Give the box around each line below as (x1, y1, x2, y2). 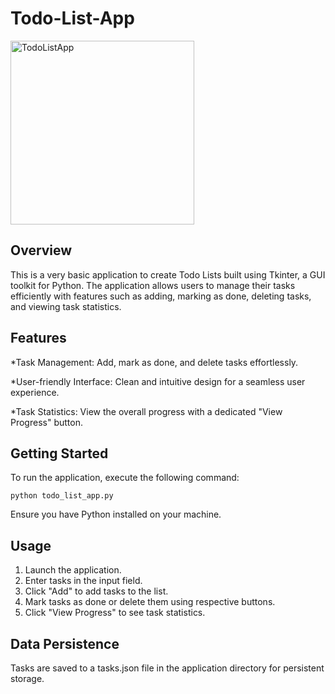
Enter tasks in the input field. (24, 575, 143, 587)
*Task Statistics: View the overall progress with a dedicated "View (10, 405, 283, 417)
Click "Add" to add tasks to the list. (24, 585, 169, 597)
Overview (10, 242, 73, 259)
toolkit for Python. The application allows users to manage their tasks (10, 279, 296, 291)
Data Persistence (10, 635, 120, 652)
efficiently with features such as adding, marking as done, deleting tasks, (10, 290, 312, 302)
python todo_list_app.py (10, 491, 114, 501)
